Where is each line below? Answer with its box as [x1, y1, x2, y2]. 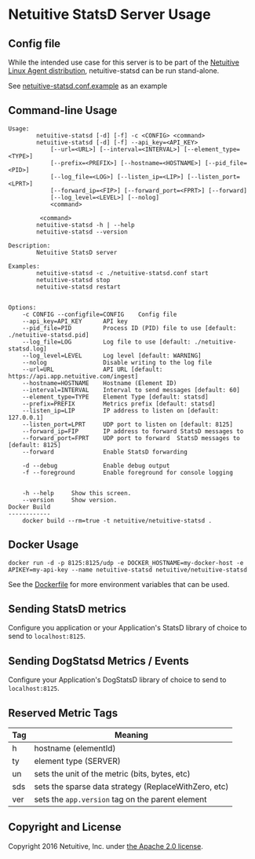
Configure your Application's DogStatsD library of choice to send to [8, 675, 227, 685]
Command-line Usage [8, 104, 118, 117]
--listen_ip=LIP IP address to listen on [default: [22, 406, 220, 414]
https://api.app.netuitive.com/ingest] [8, 372, 139, 380]
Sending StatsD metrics [8, 603, 127, 616]
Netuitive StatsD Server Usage [8, 6, 211, 24]
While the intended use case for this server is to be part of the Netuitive [8, 57, 239, 67]
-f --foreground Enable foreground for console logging [22, 468, 234, 476]
